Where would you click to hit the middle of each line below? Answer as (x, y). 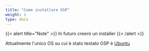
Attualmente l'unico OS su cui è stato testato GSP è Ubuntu (68, 43)
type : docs (17, 19)
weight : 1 (16, 15)
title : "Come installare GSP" (38, 10)
